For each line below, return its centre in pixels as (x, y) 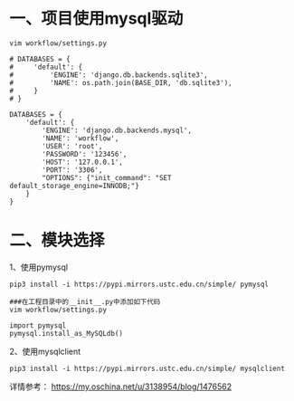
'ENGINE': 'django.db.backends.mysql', (117, 130)
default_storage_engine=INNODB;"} (75, 186)
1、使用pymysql (39, 267)
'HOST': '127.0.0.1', (83, 162)
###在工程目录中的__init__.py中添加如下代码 (85, 301)
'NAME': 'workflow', (81, 138)
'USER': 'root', (72, 146)
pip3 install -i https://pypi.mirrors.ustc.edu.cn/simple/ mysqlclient (147, 368)
